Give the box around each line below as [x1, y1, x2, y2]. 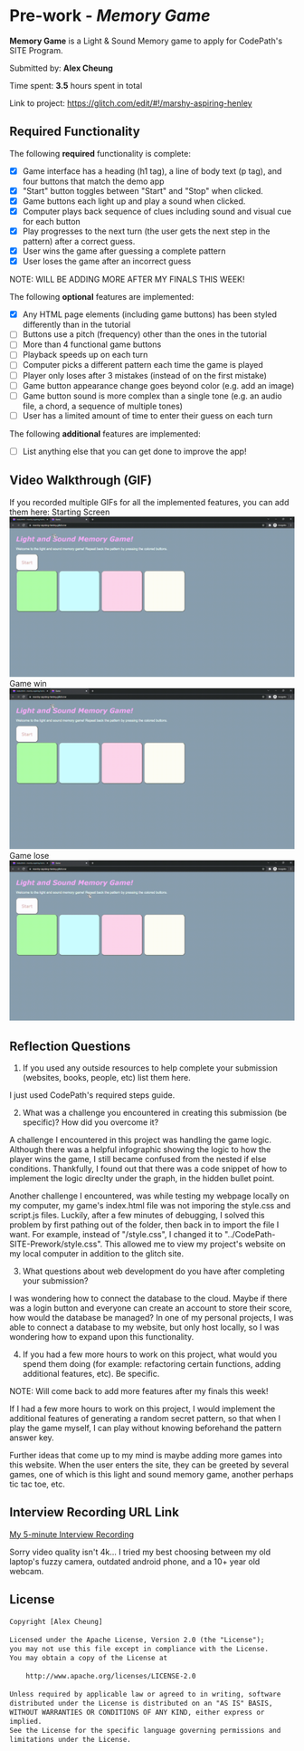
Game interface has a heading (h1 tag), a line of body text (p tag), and [22, 165, 282, 177]
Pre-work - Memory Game [9, 5, 211, 26]
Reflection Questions [9, 1038, 131, 1053]
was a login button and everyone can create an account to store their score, [9, 1302, 292, 1313]
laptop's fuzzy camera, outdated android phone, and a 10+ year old [9, 1555, 261, 1567]
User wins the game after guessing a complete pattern [22, 245, 226, 256]
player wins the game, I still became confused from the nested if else [9, 1153, 267, 1164]
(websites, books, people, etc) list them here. [22, 1072, 192, 1082]
